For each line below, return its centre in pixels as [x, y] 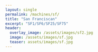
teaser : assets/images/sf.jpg [41, 42]
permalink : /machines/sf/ [32, 14]
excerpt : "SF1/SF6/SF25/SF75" [37, 24]
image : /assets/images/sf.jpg [41, 38]
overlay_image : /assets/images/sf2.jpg [52, 33]
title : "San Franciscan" [31, 19]
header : [13, 28]
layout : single [21, 10]
